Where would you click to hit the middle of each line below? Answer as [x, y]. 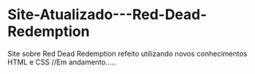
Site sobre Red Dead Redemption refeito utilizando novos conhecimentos [127, 53]
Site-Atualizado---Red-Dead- [108, 15]
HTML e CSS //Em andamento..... [62, 62]
